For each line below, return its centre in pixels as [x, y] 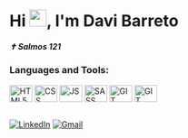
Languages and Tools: [59, 70]
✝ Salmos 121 [35, 46]
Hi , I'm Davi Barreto [94, 21]
